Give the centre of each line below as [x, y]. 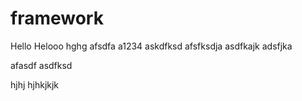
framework [57, 18]
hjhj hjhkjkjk [35, 84]
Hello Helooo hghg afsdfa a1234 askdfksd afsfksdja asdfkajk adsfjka [151, 46]
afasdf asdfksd [41, 65]
